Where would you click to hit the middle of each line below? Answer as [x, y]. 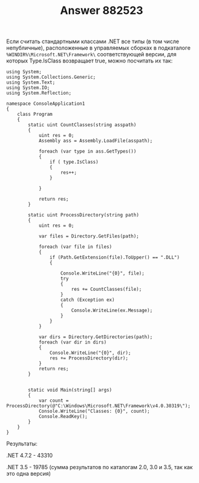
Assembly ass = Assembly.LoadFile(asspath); [96, 141]
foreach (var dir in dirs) [73, 342]
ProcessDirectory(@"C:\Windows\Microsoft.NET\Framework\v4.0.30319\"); [98, 406]
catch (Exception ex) [87, 300]
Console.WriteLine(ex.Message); [112, 311]
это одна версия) [29, 474]
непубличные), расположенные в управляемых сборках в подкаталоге [98, 48]
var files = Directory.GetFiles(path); [89, 236]
